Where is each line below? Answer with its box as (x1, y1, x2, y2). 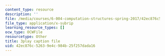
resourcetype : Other (5, 35, 48, 39)
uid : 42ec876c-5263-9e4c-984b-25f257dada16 (5, 43, 96, 48)
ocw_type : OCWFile (5, 30, 43, 35)
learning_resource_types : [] (5, 25, 65, 30)
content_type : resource (5, 7, 54, 12)
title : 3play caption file (5, 39, 60, 44)
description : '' (5, 12, 38, 17)
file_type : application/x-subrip (5, 20, 74, 26)
